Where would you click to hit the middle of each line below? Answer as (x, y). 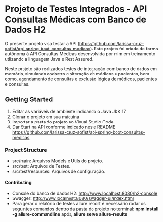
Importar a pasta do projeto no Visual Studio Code (63, 122)
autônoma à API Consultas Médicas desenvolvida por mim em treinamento (80, 54)
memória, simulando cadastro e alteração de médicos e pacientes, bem (77, 74)
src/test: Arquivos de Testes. (41, 166)
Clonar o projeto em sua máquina (46, 117)
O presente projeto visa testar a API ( (42, 43)
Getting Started (29, 100)
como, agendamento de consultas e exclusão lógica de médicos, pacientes (81, 79)
